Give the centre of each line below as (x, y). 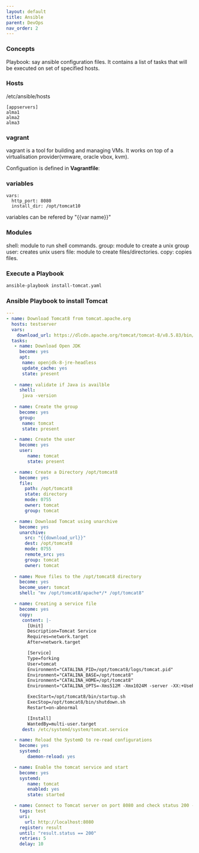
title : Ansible (25, 17)
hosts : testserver (34, 324)
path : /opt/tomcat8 (49, 489)
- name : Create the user (45, 440)
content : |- (36, 620)
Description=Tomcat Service (62, 631)
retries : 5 (33, 839)
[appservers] (22, 107)
